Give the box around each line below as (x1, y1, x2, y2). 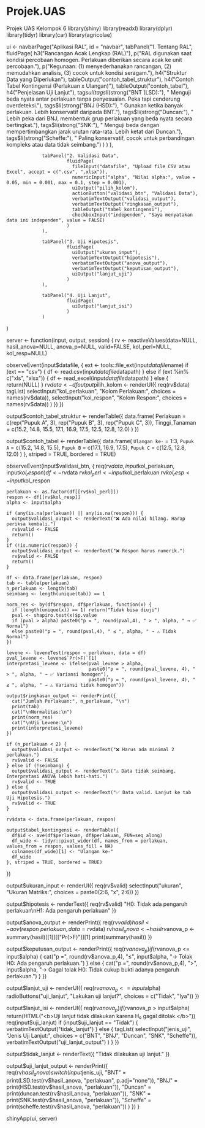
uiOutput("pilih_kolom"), (72, 185, 138, 191)
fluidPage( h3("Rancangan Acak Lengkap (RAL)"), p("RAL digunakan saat (6, 49, 192, 56)
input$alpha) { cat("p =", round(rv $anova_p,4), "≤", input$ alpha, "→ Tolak (6, 953, 193, 960)
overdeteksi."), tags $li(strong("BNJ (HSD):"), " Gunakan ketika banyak (6, 101, 184, 109)
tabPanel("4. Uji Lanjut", (42, 292, 111, 298)
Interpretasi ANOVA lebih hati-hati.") (6, 773, 108, 779)
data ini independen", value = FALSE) (6, 217, 105, 223)
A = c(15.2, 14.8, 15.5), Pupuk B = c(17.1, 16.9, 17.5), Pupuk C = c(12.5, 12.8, (6, 444, 187, 451)
